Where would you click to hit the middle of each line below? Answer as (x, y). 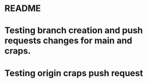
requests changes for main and (68, 41)
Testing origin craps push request (74, 73)
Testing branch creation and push (74, 31)
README (23, 8)
